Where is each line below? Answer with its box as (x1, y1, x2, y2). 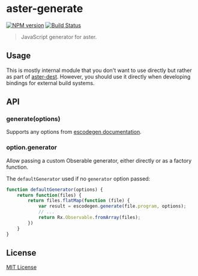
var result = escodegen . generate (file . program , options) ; (38, 203, 187, 209)
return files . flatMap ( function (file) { (28, 197, 130, 204)
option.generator (6, 143, 57, 152)
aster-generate (6, 2, 83, 16)
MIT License (6, 263, 37, 271)
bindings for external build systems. (6, 79, 95, 86)
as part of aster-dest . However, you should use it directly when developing (6, 73, 191, 80)
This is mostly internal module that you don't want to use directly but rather (6, 67, 192, 74)
